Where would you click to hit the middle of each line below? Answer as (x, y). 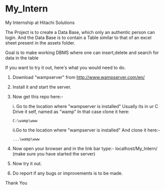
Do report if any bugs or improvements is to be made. (67, 173)
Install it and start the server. (42, 87)
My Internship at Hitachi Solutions (40, 22)
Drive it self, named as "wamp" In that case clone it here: (71, 111)
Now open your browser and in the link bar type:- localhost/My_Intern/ (85, 148)
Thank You (16, 182)
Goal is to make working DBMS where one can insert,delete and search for (82, 52)
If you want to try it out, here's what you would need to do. (65, 67)
